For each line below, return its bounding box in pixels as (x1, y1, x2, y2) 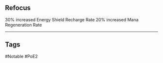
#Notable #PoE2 (5, 53, 38, 59)
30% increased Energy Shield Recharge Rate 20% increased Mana (5, 16, 139, 22)
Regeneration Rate (5, 22, 42, 28)
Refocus (5, 4, 31, 12)
